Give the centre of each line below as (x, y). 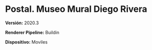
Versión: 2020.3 (22, 23)
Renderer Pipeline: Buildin (32, 32)
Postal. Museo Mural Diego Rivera (76, 9)
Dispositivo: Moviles (27, 42)
